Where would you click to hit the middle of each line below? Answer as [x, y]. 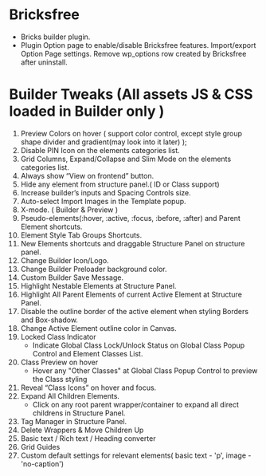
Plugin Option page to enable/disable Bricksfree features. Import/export [138, 45]
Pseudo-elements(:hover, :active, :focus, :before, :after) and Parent [131, 218]
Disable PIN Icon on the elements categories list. [100, 150]
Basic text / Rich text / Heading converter [88, 438]
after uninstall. [44, 62]
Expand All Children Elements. [70, 395]
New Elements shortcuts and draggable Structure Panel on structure [133, 243]
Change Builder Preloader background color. [94, 269]
